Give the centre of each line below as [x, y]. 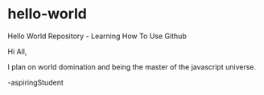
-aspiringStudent [35, 82]
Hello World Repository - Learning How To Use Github [97, 36]
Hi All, [17, 51]
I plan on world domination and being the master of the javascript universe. [132, 67]
